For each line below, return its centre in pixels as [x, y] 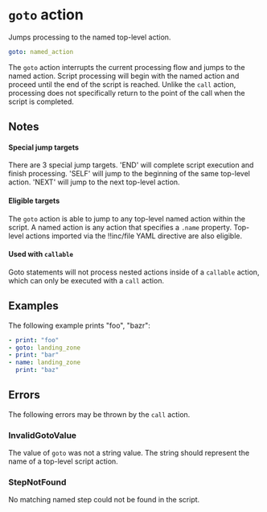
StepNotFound [37, 482]
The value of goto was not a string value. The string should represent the [129, 453]
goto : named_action [41, 52]
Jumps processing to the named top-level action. [90, 37]
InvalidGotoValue [43, 435]
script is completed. [41, 101]
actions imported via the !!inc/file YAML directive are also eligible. [134, 236]
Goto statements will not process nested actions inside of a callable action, [134, 272]
